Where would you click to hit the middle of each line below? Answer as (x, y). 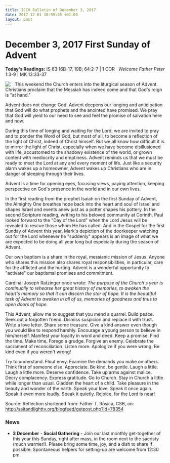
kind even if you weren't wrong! (38, 352)
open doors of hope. (27, 305)
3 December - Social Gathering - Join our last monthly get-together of (87, 433)
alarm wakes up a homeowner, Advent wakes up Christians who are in (78, 169)
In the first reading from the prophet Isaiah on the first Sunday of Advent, (81, 199)
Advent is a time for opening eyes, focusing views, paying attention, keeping (85, 184)
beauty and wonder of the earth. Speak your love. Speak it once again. (79, 389)
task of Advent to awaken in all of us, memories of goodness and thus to (81, 299)
